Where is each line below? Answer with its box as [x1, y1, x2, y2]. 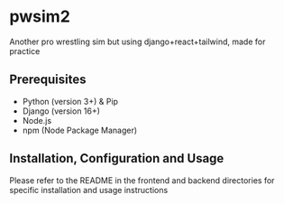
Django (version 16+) [22, 106, 101, 116]
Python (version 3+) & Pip [22, 96, 119, 107]
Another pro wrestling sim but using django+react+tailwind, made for [9, 36, 266, 47]
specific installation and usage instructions [9, 184, 169, 195]
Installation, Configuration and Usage [9, 151, 224, 166]
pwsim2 [9, 6, 70, 27]
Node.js [22, 115, 52, 125]
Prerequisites [9, 72, 87, 88]
